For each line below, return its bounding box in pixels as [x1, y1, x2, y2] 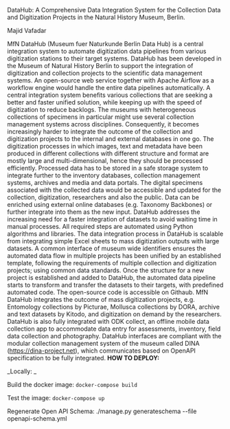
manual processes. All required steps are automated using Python [7, 223, 194, 230]
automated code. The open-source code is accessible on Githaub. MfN [7, 288, 209, 296]
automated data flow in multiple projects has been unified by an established [7, 252, 222, 260]
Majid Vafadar [7, 27, 47, 34]
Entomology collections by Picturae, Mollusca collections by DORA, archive [7, 302, 220, 311]
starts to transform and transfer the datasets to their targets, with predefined [7, 281, 224, 289]
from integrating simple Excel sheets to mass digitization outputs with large [7, 237, 220, 245]
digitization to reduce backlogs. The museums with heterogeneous [7, 106, 196, 113]
